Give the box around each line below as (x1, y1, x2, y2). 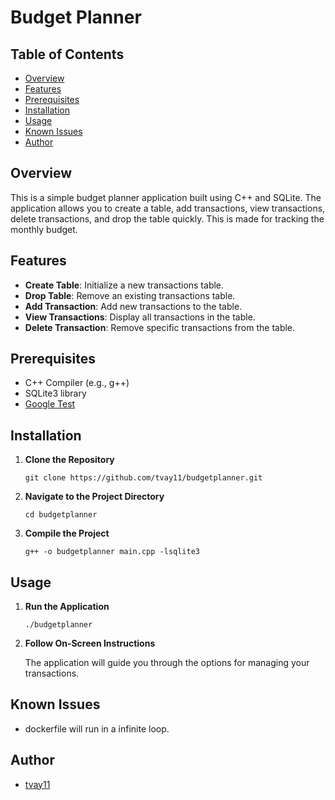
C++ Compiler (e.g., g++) (24, 377, 130, 389)
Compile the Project (24, 527, 110, 540)
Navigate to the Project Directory (24, 491, 165, 503)
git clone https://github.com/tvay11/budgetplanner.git (24, 473, 263, 483)
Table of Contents (10, 46, 125, 63)
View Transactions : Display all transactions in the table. (24, 311, 256, 323)
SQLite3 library (24, 387, 87, 400)
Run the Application (24, 601, 110, 613)
